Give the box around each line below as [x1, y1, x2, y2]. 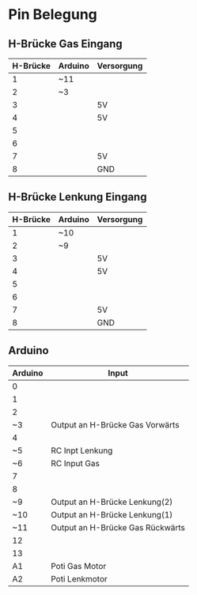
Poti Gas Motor [51, 560, 107, 571]
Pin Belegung [8, 6, 97, 24]
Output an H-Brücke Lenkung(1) [51, 509, 173, 520]
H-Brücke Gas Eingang [8, 37, 123, 51]
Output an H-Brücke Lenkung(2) [51, 496, 173, 507]
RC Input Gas [51, 458, 100, 469]
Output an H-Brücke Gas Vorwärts [51, 419, 180, 430]
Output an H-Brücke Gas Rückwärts [51, 522, 186, 533]
